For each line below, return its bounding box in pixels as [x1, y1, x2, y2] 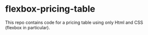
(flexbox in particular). [5, 24, 50, 30]
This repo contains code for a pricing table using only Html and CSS [5, 19, 144, 25]
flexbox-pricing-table [5, 3, 95, 15]
